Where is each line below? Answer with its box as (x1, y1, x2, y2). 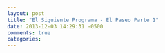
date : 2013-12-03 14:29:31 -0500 (7, 23, 104, 30)
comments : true (7, 29, 51, 36)
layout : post (7, 10, 45, 17)
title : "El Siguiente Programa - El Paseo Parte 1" (7, 17, 159, 23)
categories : (7, 36, 41, 43)
